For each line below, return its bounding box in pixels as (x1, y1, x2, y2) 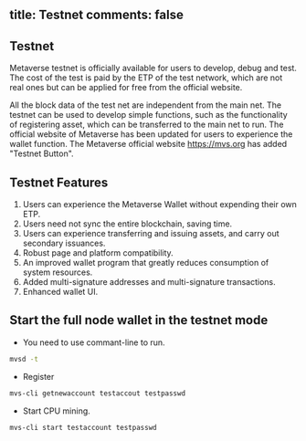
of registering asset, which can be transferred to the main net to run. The (9, 119, 284, 131)
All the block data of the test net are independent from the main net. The (9, 100, 282, 110)
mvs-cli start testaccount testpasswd (9, 423, 157, 432)
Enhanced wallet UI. (22, 287, 99, 298)
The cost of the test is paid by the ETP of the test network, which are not (9, 72, 283, 83)
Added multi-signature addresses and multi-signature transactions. (22, 277, 276, 288)
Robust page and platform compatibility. (22, 247, 174, 258)
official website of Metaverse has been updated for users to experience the (9, 129, 293, 140)
